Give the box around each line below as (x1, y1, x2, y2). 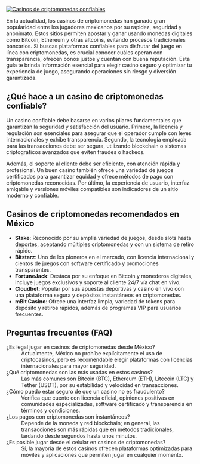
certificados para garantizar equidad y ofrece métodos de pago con (6, 173, 174, 180)
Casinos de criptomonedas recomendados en (6, 209, 180, 219)
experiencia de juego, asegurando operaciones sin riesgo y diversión (6, 68, 176, 75)
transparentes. (14, 266, 51, 273)
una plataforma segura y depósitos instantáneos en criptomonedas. (14, 291, 182, 299)
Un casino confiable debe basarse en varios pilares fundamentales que (6, 116, 181, 124)
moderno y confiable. (6, 192, 59, 199)
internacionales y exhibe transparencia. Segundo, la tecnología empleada (6, 136, 187, 143)
